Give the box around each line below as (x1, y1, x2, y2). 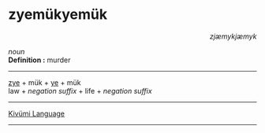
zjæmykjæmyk (209, 31, 257, 41)
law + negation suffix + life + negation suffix (8, 86, 152, 95)
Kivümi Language (8, 109, 65, 118)
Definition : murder (8, 55, 71, 65)
